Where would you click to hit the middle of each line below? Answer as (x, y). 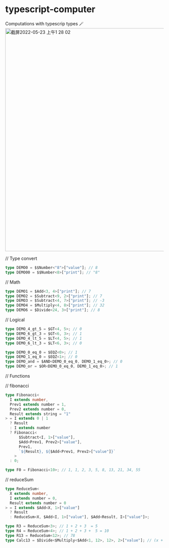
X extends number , (29, 493)
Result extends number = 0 (38, 503)
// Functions (18, 376)
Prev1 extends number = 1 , (38, 404)
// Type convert (21, 258)
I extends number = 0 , (33, 498)
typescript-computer (50, 9)
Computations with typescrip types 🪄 (45, 23)
